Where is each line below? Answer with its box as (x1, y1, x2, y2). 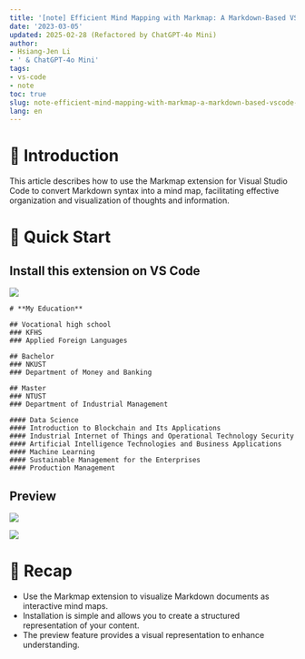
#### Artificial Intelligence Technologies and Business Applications (9, 440, 282, 449)
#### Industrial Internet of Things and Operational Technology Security (9, 431, 295, 441)
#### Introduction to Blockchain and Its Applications (9, 424, 221, 433)
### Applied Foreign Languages (9, 336, 128, 346)
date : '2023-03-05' (9, 22, 84, 31)
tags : (9, 65, 30, 74)
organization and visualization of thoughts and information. (9, 195, 230, 206)
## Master (9, 384, 47, 393)
